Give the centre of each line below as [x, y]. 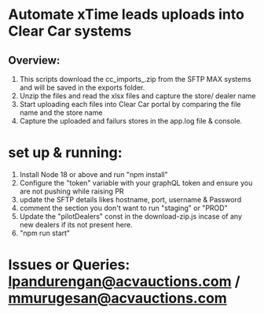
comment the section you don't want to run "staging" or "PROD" [123, 208]
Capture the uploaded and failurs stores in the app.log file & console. [131, 121]
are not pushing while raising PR [71, 191]
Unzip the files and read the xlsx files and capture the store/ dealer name [137, 96]
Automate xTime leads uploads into [126, 15]
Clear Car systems [70, 31]
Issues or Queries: [69, 265]
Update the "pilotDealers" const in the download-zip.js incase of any [130, 216]
